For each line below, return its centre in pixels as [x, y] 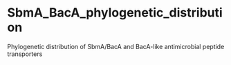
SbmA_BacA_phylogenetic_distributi [115, 13]
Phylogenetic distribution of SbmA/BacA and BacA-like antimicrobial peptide [116, 46]
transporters [25, 54]
